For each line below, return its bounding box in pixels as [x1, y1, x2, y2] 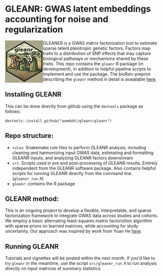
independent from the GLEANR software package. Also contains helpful [12, 165, 156, 171]
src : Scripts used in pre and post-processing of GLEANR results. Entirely [12, 160, 158, 166]
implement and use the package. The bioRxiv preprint [43, 71, 151, 77]
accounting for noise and [5, 14, 109, 25]
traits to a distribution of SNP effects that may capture [43, 50, 151, 56]
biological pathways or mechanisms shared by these [43, 55, 148, 61]
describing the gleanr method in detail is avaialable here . [43, 76, 157, 82]
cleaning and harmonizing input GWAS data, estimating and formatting [12, 150, 154, 155]
